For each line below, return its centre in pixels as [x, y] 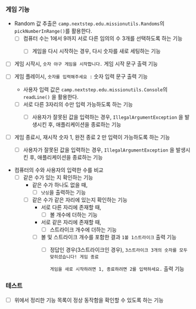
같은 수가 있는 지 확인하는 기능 [58, 177]
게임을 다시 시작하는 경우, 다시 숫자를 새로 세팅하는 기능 [97, 51]
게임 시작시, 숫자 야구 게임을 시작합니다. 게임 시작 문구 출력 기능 [86, 64]
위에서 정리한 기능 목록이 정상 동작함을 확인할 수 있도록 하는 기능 [89, 300]
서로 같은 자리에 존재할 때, [71, 223]
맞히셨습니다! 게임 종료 [74, 257]
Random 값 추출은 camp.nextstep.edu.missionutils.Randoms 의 [89, 24]
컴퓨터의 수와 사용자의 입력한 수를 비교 [59, 170]
